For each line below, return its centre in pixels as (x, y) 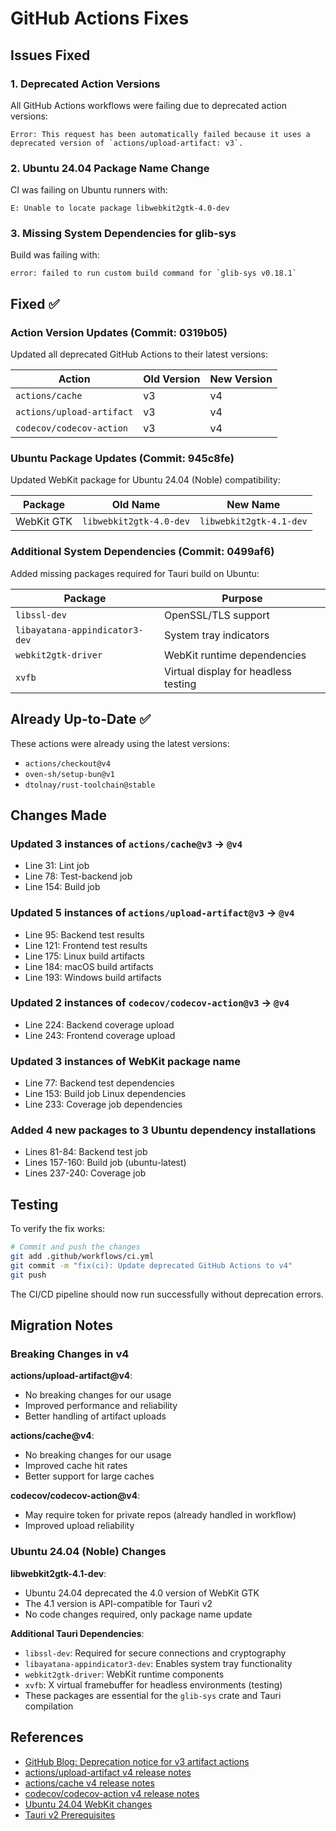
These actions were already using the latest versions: (120, 743)
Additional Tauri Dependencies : (77, 1633)
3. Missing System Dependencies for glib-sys (123, 234)
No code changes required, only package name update (138, 1614)
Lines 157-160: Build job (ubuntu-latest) (105, 1163)
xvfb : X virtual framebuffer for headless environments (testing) (153, 1684)
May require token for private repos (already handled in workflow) (160, 1515)
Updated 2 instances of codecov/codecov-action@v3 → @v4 (150, 1003)
